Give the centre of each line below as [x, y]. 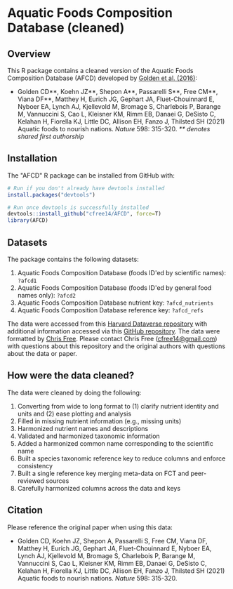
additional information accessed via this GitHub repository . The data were [114, 331]
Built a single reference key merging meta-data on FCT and [103, 473]
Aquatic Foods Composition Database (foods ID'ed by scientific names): [122, 273]
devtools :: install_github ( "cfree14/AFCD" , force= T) [84, 214]
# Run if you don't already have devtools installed [86, 188]
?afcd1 [27, 281]
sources [57, 481]
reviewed [31, 481]
